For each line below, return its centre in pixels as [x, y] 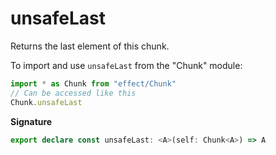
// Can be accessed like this [73, 93]
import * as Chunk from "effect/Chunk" [93, 83]
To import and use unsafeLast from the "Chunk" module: [126, 65]
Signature [31, 121]
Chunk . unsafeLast [46, 102]
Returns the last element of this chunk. [90, 46]
